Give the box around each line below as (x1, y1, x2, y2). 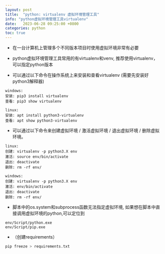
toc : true (5, 30, 26, 35)
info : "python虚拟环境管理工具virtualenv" (5, 16, 88, 21)
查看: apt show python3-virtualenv (5, 118, 78, 123)
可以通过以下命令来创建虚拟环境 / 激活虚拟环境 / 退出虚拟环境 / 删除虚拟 (12, 127, 160, 133)
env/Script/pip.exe (5, 225, 46, 230)
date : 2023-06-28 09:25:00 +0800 (5, 21, 79, 26)
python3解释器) (12, 78, 45, 84)
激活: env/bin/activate (5, 184, 53, 189)
